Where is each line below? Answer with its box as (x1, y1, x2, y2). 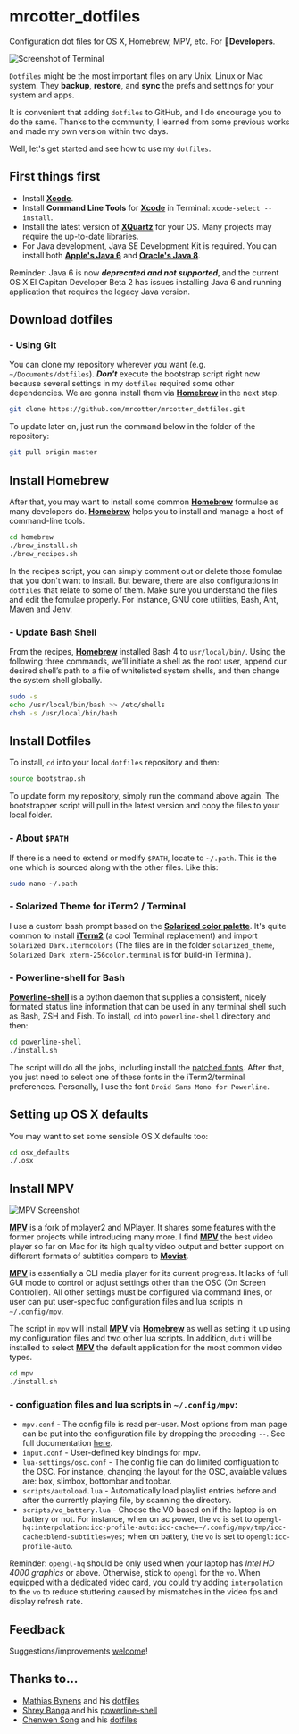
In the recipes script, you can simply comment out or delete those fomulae (9, 565, 283, 576)
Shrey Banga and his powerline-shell (21, 1704, 158, 1715)
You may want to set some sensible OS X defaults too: (9, 1130, 209, 1141)
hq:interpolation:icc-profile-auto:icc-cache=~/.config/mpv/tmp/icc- (21, 1523, 287, 1533)
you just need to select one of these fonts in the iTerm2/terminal (9, 1071, 245, 1082)
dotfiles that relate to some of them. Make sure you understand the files (9, 584, 278, 596)
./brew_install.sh (9, 541, 78, 550)
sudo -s (9, 691, 38, 701)
